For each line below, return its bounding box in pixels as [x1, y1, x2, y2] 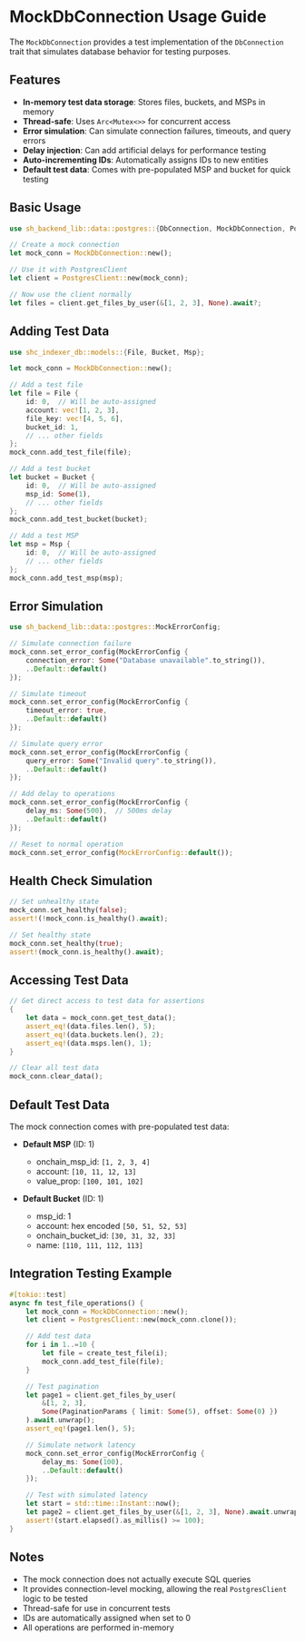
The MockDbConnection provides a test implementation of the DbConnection [9, 36, 284, 47]
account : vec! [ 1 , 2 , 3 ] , [25, 406, 120, 415]
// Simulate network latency [25, 1440, 136, 1450]
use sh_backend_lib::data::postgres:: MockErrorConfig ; [9, 623, 221, 632]
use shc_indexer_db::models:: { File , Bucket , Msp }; [9, 348, 205, 357]
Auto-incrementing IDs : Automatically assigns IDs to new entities [22, 154, 270, 165]
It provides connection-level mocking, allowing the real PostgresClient [22, 1583, 288, 1594]
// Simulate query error [9, 739, 103, 748]
